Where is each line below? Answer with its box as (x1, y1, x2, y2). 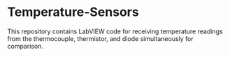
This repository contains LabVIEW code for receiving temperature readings (7, 27, 223, 35)
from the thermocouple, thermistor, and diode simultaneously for (7, 34, 194, 42)
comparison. (7, 42, 44, 50)
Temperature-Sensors (7, 4, 139, 20)
